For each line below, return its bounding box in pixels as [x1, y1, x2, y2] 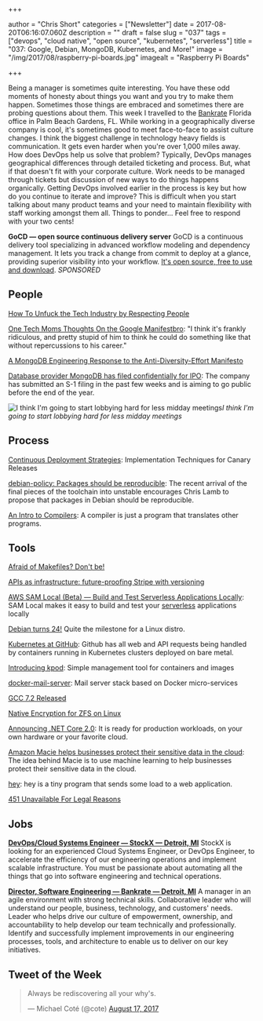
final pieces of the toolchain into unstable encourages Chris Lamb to [8, 487, 229, 496]
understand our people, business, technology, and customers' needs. [8, 903, 233, 913]
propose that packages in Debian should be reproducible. [8, 495, 195, 505]
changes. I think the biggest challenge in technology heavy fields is [8, 133, 226, 142]
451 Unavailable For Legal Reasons [8, 794, 122, 804]
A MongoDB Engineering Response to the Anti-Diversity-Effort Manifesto [8, 356, 243, 365]
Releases [8, 463, 38, 472]
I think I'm [221, 403, 254, 412]
